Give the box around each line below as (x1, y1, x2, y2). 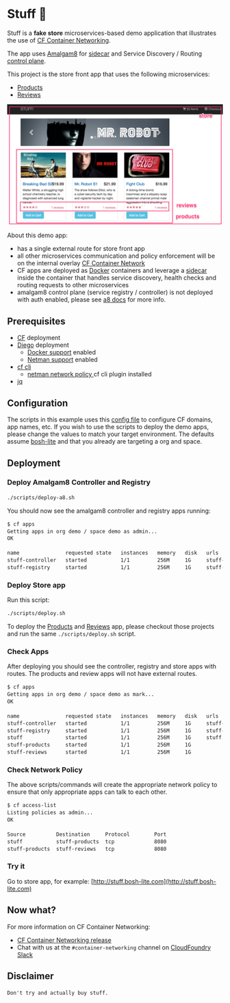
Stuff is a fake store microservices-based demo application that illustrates (7, 29, 217, 37)
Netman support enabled (27, 356, 98, 364)
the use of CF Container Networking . (7, 36, 111, 44)
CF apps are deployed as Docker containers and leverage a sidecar (16, 267, 207, 275)
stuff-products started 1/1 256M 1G (7, 742, 192, 749)
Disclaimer (7, 970, 54, 982)
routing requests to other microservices (16, 281, 129, 289)
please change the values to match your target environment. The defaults (7, 430, 214, 438)
